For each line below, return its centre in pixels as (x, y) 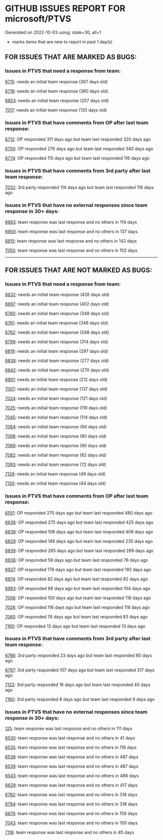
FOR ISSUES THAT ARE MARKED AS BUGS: (71, 57)
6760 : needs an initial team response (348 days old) (57, 314)
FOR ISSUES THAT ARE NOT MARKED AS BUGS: (79, 270)
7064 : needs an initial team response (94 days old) (56, 427)
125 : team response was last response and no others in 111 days (69, 728)
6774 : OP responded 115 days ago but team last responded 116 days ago (77, 158)
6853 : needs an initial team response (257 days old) (57, 100)
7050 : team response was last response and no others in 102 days (71, 250)
